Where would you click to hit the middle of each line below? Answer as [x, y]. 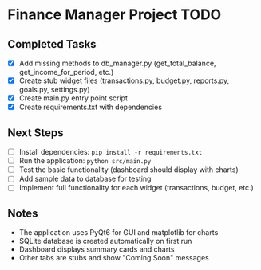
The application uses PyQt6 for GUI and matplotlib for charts [119, 233]
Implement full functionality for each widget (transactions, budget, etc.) [136, 188]
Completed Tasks [52, 44]
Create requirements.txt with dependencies [91, 107]
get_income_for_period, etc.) [66, 72]
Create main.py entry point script [73, 98]
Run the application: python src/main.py [85, 161]
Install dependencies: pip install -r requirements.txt [111, 152]
